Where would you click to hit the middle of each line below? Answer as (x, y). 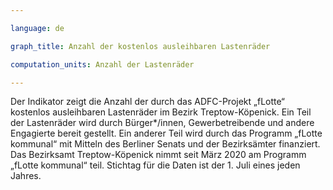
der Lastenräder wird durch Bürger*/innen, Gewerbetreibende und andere (162, 123)
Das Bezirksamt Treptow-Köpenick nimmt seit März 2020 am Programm (158, 155)
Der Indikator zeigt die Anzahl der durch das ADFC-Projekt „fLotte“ (147, 102)
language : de (37, 28)
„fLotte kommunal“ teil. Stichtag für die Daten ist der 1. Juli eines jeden (155, 165)
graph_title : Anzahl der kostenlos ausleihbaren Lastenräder (140, 46)
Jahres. (26, 176)
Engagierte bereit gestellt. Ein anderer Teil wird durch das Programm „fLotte (166, 133)
